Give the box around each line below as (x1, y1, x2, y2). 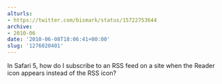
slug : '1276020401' (7, 42, 64, 49)
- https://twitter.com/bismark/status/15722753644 (7, 17, 157, 24)
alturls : (7, 10, 33, 17)
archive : (7, 23, 33, 30)
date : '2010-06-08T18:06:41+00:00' (7, 36, 111, 43)
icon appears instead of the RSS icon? (7, 69, 117, 77)
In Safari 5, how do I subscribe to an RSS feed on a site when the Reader (7, 62, 215, 69)
